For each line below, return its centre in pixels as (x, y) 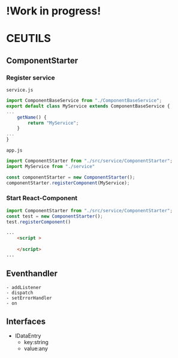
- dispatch (20, 293)
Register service (31, 77)
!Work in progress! (54, 11)
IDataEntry (28, 336)
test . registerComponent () (38, 222)
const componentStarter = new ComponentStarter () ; (71, 177)
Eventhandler (32, 274)
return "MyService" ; (53, 123)
